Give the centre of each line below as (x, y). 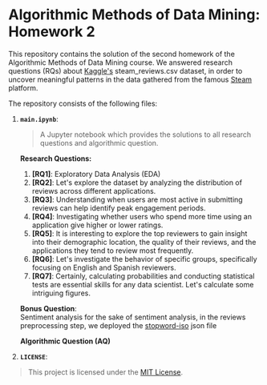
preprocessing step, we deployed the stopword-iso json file (118, 325)
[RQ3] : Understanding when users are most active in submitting (137, 199)
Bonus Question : (49, 308)
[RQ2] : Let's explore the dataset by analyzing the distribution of (137, 182)
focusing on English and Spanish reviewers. (104, 267)
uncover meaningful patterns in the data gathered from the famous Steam (130, 79)
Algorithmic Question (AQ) (65, 341)
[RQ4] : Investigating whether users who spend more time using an (142, 216)
